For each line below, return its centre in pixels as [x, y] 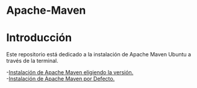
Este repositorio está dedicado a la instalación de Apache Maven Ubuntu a [99, 54]
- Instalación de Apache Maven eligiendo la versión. [70, 72]
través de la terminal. [32, 61]
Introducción [39, 38]
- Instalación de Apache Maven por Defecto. [61, 79]
